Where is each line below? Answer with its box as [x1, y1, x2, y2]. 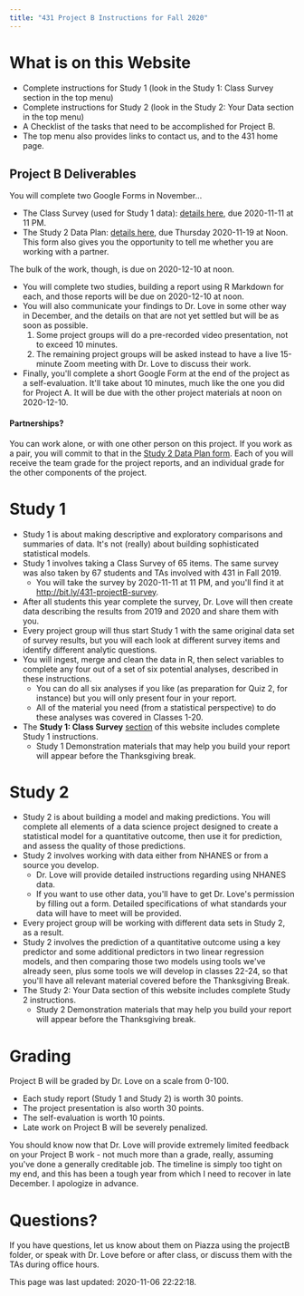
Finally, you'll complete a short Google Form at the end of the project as [22, 368, 290, 379]
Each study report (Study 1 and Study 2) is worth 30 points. [22, 1093, 244, 1104]
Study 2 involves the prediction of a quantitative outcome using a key [22, 937, 280, 948]
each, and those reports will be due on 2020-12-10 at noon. [22, 291, 244, 302]
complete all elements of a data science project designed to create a [22, 821, 279, 832]
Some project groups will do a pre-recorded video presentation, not [35, 330, 289, 341]
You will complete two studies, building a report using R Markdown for [22, 282, 285, 293]
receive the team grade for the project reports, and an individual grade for [9, 457, 285, 468]
